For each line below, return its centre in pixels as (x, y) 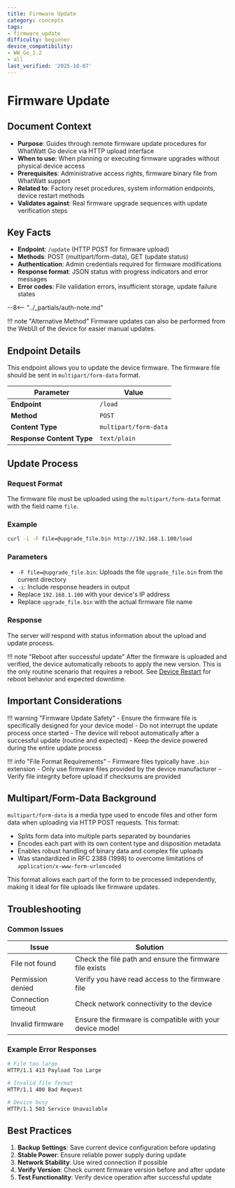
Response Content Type (52, 439)
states (26, 294)
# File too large (33, 1064)
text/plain (118, 439)
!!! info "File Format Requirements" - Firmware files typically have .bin (108, 761)
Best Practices (40, 1130)
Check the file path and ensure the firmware (147, 959)
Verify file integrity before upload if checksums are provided (94, 776)
